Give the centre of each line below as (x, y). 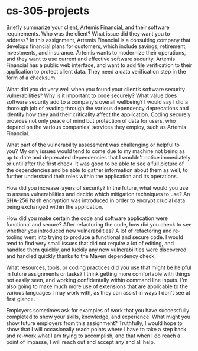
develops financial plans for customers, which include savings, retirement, (97, 46)
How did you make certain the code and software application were (87, 218)
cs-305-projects (48, 11)
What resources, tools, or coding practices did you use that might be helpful (99, 267)
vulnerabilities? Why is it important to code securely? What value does (92, 95)
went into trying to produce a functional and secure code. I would (103, 237)
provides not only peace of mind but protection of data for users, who (91, 120)
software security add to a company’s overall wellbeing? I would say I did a (97, 101)
